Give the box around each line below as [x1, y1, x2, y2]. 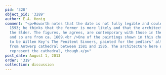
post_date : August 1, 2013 [5, 53, 61, 58]
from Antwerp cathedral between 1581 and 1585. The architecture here [9, 44, 158, 49]
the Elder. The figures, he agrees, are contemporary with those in [9, 30, 154, 35]
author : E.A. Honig [5, 16, 45, 21]
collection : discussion [5, 62, 54, 67]
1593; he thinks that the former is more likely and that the [9, 26, 140, 31]
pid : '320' [5, 7, 28, 12]
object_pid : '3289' [5, 12, 45, 17]
